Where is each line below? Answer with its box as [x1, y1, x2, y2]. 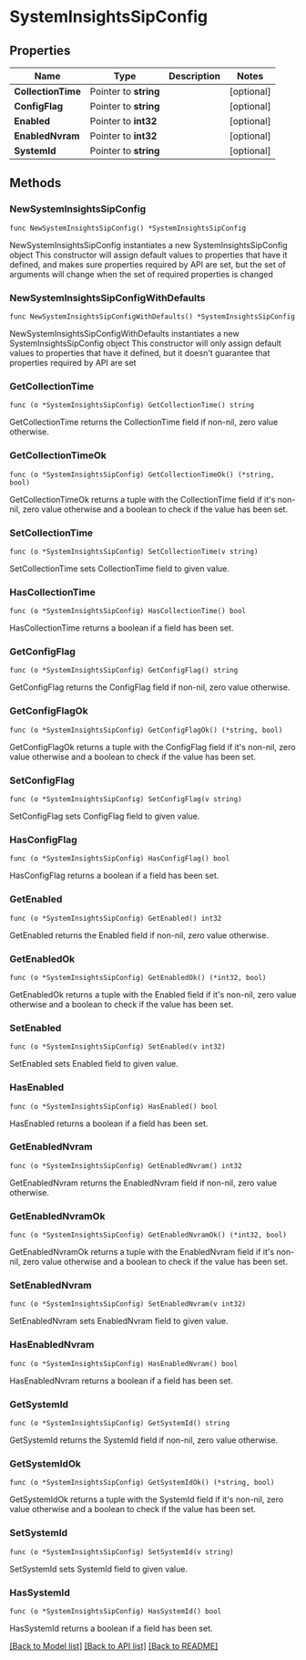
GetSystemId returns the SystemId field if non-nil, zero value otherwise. [9, 1435, 279, 1446]
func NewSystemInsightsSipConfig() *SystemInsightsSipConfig [9, 224, 247, 233]
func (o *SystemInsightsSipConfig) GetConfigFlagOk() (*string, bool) [9, 726, 283, 735]
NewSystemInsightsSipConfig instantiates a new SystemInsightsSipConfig [9, 239, 289, 250]
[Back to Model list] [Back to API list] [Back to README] [9, 1640, 219, 1651]
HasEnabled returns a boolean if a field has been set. [9, 1118, 209, 1129]
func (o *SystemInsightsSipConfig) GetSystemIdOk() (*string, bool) [9, 1478, 275, 1488]
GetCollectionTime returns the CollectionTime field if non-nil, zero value [9, 417, 279, 428]
